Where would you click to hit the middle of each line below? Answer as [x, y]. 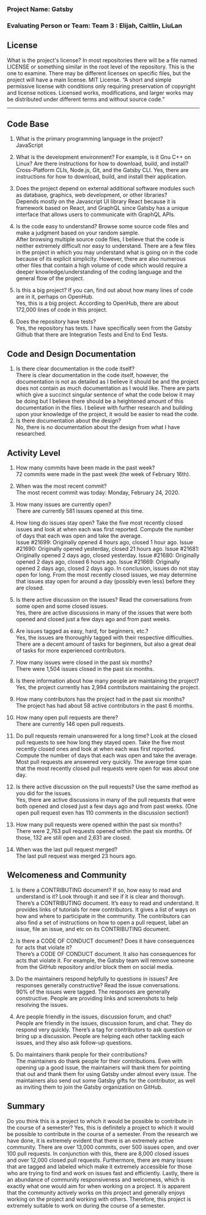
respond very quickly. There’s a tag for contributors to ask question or [104, 1030]
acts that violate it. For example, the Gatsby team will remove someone [105, 960]
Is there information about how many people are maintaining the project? [107, 681]
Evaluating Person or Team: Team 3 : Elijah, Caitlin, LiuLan [95, 25]
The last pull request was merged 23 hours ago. [76, 856]
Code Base [28, 124]
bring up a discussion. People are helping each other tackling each [100, 1036]
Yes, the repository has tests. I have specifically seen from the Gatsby [104, 328]
